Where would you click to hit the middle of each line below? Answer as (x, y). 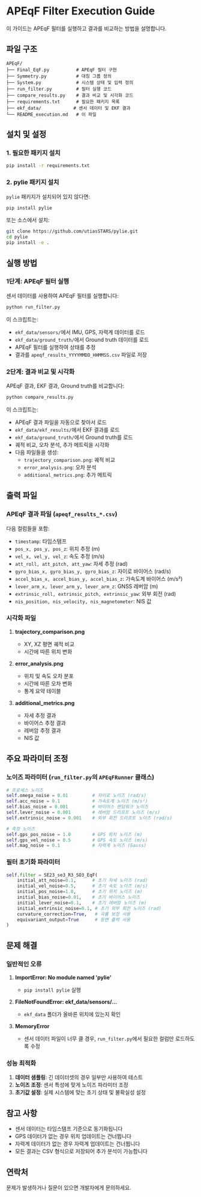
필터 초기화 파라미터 (33, 862)
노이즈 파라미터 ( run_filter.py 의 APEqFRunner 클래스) (80, 777)
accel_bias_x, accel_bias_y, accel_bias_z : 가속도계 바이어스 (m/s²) (99, 578)
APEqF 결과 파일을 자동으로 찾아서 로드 (61, 422)
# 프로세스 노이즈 (25, 790)
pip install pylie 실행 (52, 990)
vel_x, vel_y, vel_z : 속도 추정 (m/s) (60, 556)
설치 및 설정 (26, 134)
